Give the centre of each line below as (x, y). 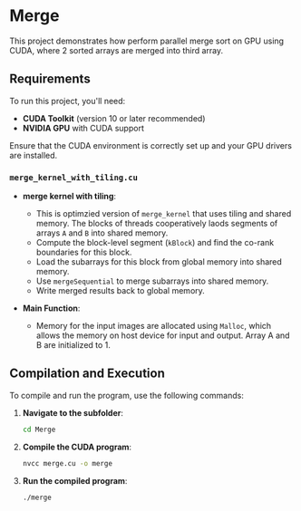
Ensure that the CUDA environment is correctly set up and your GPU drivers (151, 145)
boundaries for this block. (84, 252)
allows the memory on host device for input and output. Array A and (163, 335)
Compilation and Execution (87, 374)
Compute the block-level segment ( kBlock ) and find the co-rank (155, 243)
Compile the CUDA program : (77, 447)
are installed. (34, 155)
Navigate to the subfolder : (73, 412)
